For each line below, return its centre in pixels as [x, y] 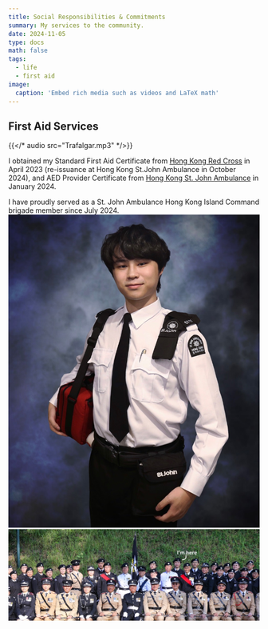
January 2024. [32, 186]
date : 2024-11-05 [37, 34]
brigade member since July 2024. [64, 210]
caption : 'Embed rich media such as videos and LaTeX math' [117, 93]
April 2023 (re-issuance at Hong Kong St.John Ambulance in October [122, 170]
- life [26, 68]
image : [19, 84]
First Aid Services [53, 126]
